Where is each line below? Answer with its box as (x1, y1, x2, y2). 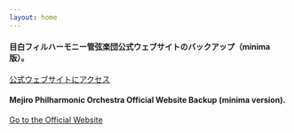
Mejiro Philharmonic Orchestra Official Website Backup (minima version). (9, 95, 286, 106)
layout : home (9, 12, 58, 22)
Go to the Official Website (9, 114, 104, 125)
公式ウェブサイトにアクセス (9, 74, 111, 84)
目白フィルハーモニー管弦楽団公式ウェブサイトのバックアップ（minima (9, 42, 271, 52)
